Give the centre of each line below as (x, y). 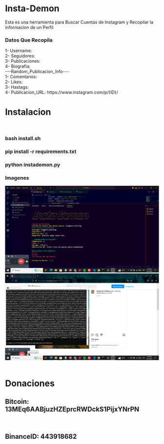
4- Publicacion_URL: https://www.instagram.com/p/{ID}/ (61, 92)
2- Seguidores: (20, 56)
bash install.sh (23, 139)
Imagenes (17, 178)
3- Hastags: (17, 87)
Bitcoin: (17, 402)
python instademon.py (33, 165)
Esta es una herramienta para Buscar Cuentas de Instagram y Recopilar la (79, 22)
